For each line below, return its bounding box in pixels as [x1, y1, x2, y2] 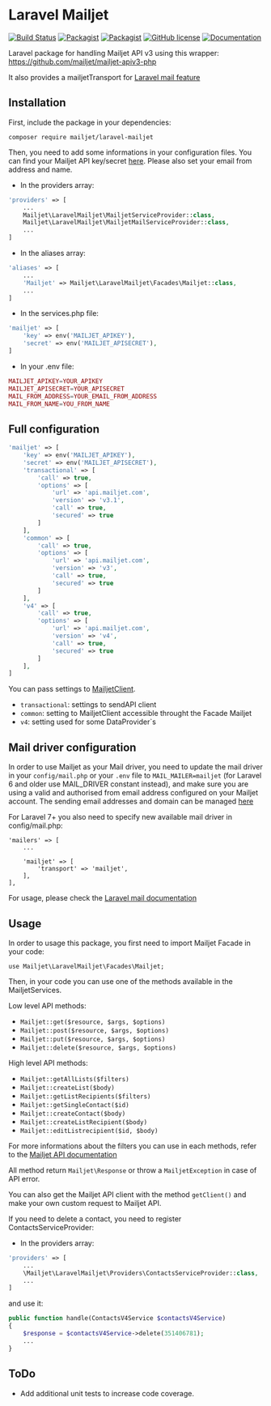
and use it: [8, 1298, 44, 1309]
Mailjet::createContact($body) [19, 1110, 126, 1118]
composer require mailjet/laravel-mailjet [8, 133, 154, 141]
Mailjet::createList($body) [19, 1084, 115, 1092]
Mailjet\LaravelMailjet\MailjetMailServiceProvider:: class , [23, 219, 230, 227]
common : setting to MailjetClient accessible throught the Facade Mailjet [19, 709, 252, 718]
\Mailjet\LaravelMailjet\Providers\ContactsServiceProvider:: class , [23, 1269, 259, 1277]
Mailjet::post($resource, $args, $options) [19, 1026, 170, 1034]
